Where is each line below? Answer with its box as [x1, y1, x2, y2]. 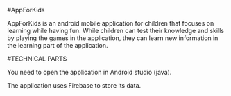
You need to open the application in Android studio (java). [7, 68, 172, 76]
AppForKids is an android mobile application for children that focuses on [7, 19, 214, 27]
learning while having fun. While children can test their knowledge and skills [7, 27, 224, 35]
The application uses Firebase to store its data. [7, 81, 142, 89]
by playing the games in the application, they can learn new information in [7, 34, 219, 42]
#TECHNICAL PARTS [7, 55, 67, 63]
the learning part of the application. [7, 41, 108, 49]
